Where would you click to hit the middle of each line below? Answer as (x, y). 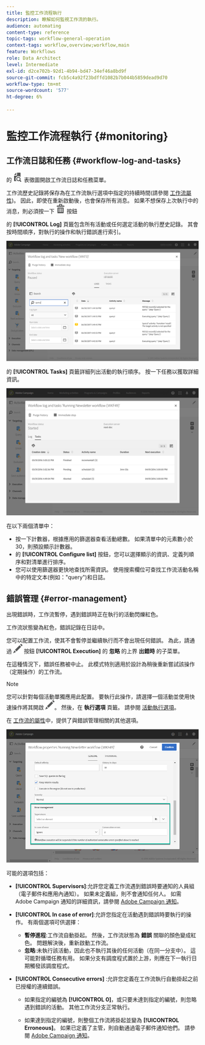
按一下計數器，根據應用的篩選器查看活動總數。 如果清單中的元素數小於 (104, 539)
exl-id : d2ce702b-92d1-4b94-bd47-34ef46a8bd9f (67, 71)
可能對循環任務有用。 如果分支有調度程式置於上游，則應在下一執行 (108, 958)
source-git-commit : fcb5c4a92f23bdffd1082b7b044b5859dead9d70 (87, 77)
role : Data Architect (34, 58)
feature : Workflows (31, 52)
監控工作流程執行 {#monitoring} (88, 136)
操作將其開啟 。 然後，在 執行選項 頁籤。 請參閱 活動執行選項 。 (95, 707)
